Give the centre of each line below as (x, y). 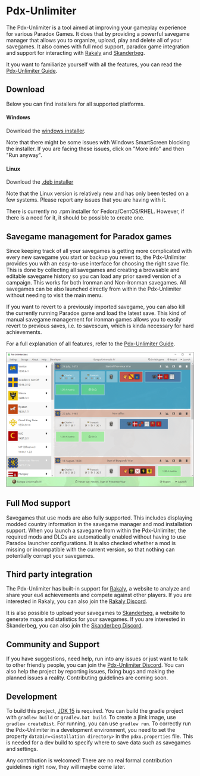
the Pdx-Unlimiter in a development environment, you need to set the (91, 729)
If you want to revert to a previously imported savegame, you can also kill (96, 307)
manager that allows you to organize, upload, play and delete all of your (94, 40)
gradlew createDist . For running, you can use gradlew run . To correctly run (99, 724)
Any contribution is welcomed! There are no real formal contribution (89, 760)
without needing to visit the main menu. (54, 295)
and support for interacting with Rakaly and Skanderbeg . (76, 52)
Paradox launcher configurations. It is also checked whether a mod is (91, 543)
